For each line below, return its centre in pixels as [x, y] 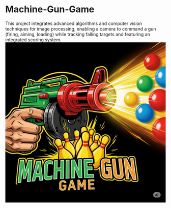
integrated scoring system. [34, 40]
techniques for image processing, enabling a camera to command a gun [81, 28]
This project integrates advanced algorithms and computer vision [74, 23]
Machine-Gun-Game [50, 9]
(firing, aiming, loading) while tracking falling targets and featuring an [78, 34]
